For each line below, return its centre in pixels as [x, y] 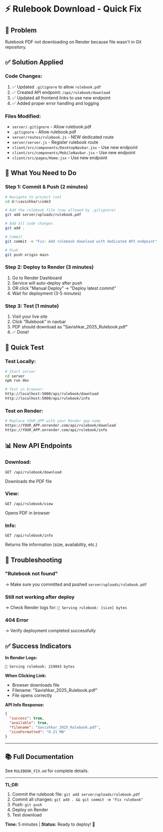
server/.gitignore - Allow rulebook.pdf [52, 127]
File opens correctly [32, 695]
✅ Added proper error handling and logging [56, 103]
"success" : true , [27, 718]
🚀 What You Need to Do [41, 173]
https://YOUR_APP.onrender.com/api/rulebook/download [61, 426]
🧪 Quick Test [24, 348]
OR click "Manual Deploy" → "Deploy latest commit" [64, 288]
